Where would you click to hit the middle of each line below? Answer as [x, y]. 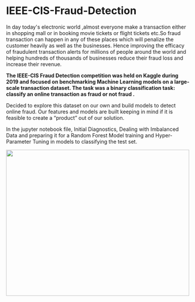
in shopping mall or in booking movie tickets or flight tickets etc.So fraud [93, 33]
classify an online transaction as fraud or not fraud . [71, 94]
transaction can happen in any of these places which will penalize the [90, 39]
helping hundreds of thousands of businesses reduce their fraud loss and [95, 58]
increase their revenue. [34, 64]
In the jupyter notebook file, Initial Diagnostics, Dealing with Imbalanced [93, 129]
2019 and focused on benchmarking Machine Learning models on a [90, 81]
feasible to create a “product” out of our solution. [65, 117]
